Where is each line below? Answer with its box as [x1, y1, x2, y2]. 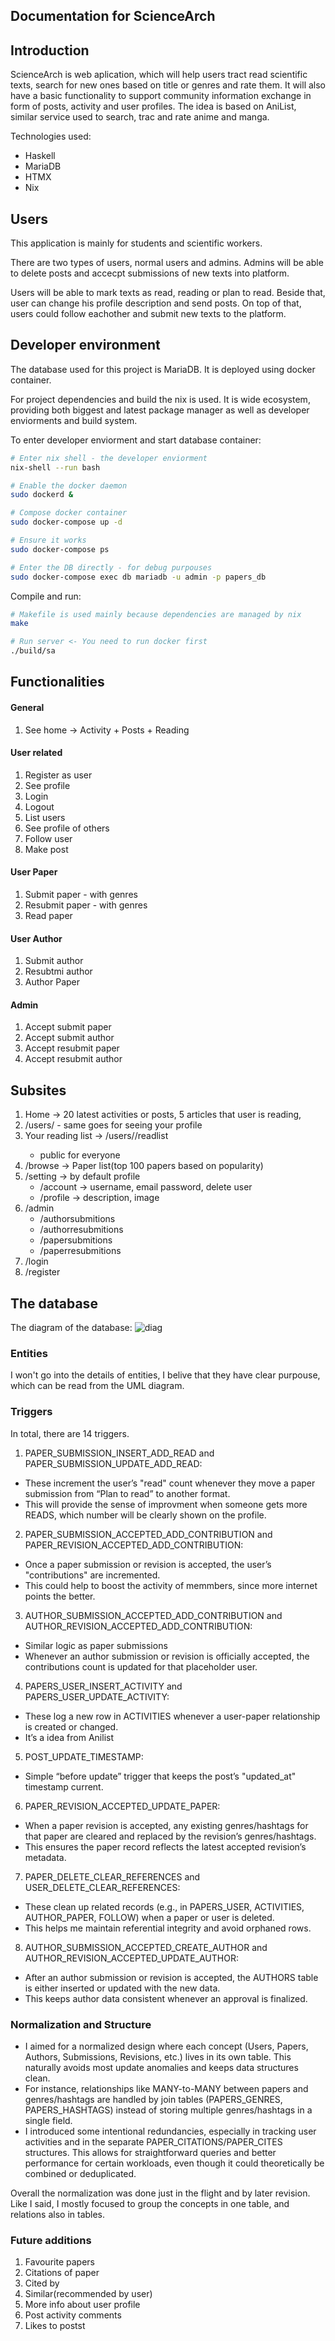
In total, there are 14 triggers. [10, 1427, 130, 1439]
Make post [24, 843, 69, 855]
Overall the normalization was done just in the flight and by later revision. [10, 2187, 311, 2199]
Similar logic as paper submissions [24, 1639, 168, 1651]
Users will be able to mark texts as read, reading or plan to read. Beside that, [10, 287, 326, 299]
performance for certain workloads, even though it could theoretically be [24, 2157, 325, 2169]
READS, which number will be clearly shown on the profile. [24, 1509, 267, 1521]
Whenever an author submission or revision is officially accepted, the [24, 1650, 310, 1662]
